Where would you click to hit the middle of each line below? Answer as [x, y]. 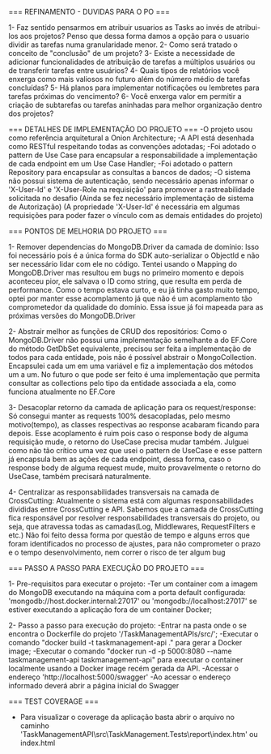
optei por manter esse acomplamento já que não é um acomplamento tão [131, 298]
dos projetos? [31, 114]
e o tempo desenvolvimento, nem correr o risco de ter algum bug [117, 552]
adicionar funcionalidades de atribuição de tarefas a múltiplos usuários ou [132, 62]
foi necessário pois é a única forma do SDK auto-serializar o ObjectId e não [134, 255]
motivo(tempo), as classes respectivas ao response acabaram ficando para [134, 424]
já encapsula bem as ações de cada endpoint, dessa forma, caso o [120, 459]
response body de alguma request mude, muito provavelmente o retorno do [135, 468]
